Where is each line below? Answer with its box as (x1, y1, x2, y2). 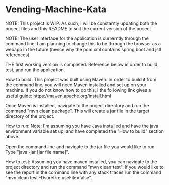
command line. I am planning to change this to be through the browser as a (5, 40, 161, 47)
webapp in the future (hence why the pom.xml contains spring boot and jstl (5, 46, 161, 52)
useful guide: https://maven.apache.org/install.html (5, 92, 111, 99)
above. (5, 133, 20, 140)
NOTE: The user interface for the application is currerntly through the (5, 35, 149, 41)
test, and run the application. (5, 67, 65, 73)
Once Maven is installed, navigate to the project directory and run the (5, 102, 149, 108)
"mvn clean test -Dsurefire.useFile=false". (5, 174, 92, 180)
